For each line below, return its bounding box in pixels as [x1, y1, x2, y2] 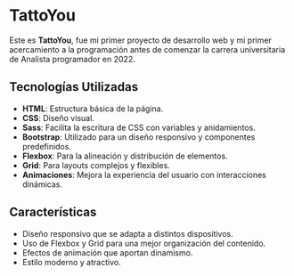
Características [9, 205, 97, 220]
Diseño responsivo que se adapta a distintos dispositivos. [21, 228, 233, 239]
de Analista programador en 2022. [9, 53, 135, 64]
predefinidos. [21, 141, 71, 151]
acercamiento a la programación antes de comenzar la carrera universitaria [9, 44, 286, 54]
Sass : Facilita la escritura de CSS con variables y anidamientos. [21, 122, 256, 133]
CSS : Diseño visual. [21, 112, 95, 123]
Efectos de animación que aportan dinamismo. [21, 247, 193, 258]
